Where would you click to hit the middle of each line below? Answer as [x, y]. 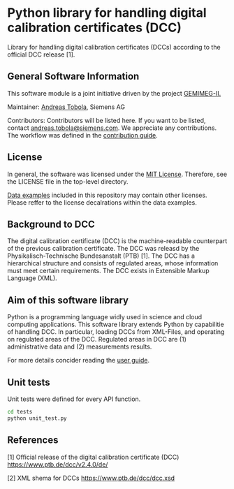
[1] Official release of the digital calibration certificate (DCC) [93, 457]
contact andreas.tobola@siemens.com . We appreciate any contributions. [112, 128]
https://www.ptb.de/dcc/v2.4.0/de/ [58, 464]
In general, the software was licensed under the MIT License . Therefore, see [117, 174]
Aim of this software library [68, 300]
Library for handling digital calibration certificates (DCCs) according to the [114, 47]
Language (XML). [32, 278]
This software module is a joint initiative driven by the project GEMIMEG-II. [114, 93]
